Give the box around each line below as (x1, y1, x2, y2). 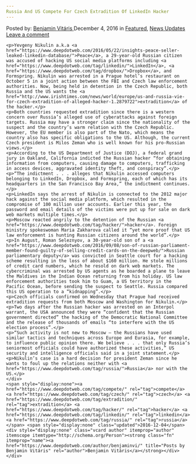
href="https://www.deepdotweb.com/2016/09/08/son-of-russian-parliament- (6, 242, 191, 248)
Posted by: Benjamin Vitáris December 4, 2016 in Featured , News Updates (6, 25, 185, 32)
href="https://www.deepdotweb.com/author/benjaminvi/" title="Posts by (6, 442, 185, 449)
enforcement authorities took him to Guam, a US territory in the (6, 278, 172, 285)
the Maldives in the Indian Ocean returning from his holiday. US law (6, 273, 183, 279)
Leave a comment (6, 31, 50, 38)
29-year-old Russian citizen (111, 52, 183, 59)
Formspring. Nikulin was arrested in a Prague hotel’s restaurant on (6, 73, 180, 79)
